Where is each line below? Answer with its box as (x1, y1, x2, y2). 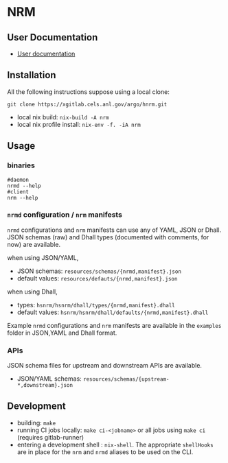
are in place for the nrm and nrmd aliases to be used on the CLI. (16, 447, 194, 456)
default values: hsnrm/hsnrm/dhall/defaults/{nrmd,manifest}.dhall (16, 308, 209, 316)
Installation (7, 69, 56, 81)
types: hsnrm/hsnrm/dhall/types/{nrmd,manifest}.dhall (16, 300, 175, 309)
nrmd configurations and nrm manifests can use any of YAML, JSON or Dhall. (7, 226, 222, 234)
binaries (7, 161, 36, 170)
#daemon (7, 176, 30, 183)
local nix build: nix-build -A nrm (16, 112, 109, 121)
